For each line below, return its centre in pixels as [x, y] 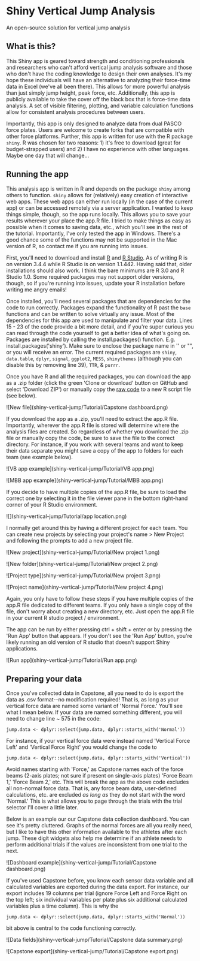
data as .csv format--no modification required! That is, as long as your [93, 700]
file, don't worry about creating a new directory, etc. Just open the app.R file [100, 611]
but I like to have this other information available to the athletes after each [96, 832]
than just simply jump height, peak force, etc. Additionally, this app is [91, 93]
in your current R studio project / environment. [63, 617]
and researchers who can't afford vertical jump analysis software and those [99, 67]
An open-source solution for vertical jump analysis [68, 28]
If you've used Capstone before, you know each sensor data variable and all [100, 881]
